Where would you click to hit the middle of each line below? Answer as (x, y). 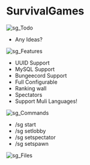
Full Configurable (36, 82)
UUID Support (32, 63)
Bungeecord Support (41, 75)
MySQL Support (35, 69)
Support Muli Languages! (46, 101)
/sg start (25, 124)
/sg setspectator (35, 137)
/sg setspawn (32, 143)
